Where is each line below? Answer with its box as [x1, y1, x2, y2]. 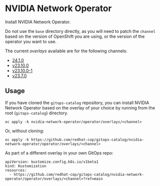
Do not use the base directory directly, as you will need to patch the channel [5, 28, 156, 34]
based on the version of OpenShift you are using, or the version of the [5, 33, 145, 39]
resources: [5, 168, 27, 172]
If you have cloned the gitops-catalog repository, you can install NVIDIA [5, 100, 149, 106]
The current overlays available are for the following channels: [5, 48, 128, 54]
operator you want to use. [5, 38, 57, 44]
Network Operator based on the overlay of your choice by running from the [5, 105, 155, 110]
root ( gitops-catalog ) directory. [5, 110, 68, 116]
